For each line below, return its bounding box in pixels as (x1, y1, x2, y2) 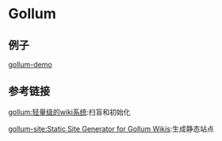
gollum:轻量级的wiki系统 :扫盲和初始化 (8, 107, 131, 116)
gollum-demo (8, 60, 53, 69)
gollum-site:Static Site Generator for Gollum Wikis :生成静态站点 (8, 124, 214, 133)
